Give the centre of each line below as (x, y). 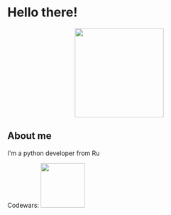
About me (29, 136)
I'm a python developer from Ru (54, 153)
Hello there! (43, 12)
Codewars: (23, 205)
